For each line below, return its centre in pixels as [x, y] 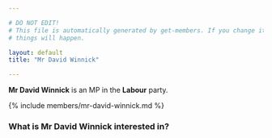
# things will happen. [47, 38]
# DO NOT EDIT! [34, 23]
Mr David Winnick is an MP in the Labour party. [88, 90]
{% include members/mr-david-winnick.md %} [86, 106]
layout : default [36, 52]
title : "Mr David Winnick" [54, 60]
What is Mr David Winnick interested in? [89, 127]
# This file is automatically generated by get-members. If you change [132, 30]
